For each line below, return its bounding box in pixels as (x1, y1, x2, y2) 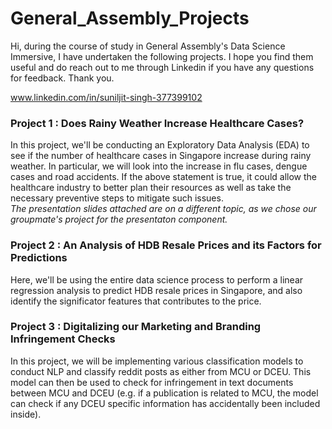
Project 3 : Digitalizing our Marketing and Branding (10, 320, 262, 334)
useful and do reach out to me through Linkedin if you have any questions (10, 61, 315, 73)
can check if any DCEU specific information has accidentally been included (10, 397, 321, 409)
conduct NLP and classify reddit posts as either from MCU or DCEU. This (10, 365, 312, 377)
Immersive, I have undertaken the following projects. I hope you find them (10, 50, 314, 62)
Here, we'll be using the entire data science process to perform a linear (10, 273, 304, 286)
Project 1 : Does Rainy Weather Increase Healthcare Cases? (10, 116, 305, 130)
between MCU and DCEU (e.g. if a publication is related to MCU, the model (10, 387, 319, 399)
